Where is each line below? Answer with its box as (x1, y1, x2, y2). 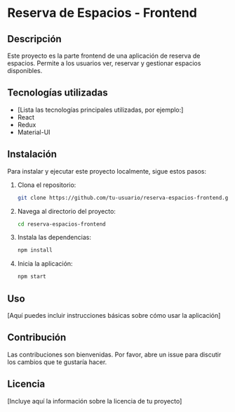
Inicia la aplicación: (17, 259, 73, 268)
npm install (17, 247, 53, 254)
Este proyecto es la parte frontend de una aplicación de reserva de (7, 51, 201, 60)
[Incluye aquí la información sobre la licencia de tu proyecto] (7, 397, 182, 405)
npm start (17, 273, 47, 281)
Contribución (7, 332, 67, 344)
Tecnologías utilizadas (7, 86, 108, 99)
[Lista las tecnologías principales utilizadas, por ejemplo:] (17, 105, 184, 114)
